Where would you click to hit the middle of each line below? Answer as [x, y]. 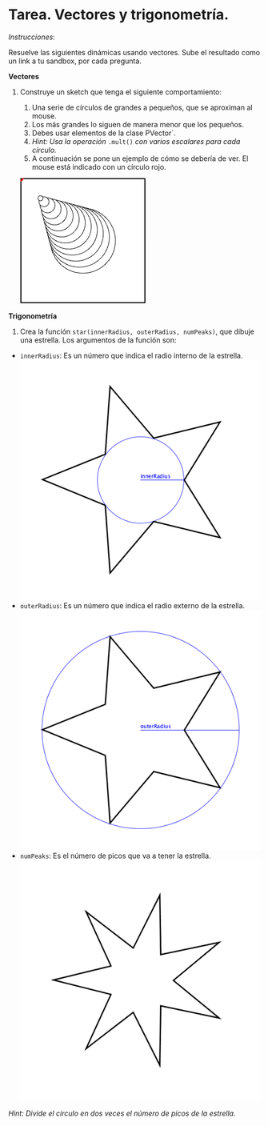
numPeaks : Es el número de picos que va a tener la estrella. [115, 856]
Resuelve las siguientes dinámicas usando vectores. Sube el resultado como [134, 52]
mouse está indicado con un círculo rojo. [99, 166]
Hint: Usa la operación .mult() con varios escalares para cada [136, 141]
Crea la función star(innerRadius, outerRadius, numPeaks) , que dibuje [137, 331]
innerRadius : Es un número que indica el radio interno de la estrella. [131, 355]
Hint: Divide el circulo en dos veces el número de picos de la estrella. [122, 1113]
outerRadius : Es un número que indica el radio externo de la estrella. [132, 606]
